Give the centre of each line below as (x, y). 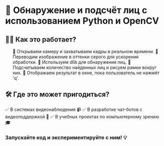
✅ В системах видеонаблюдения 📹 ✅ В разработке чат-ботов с (74, 109)
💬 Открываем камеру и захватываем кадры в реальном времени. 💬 (85, 51)
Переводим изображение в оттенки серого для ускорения (75, 57)
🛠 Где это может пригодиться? (57, 95)
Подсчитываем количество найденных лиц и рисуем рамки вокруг (85, 67)
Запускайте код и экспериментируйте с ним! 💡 (66, 137)
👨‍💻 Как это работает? (41, 39)
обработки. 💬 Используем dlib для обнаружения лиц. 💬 (72, 62)
